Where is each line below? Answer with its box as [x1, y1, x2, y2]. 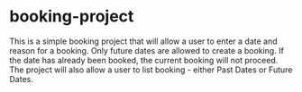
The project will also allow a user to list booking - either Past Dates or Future [9, 64, 293, 75]
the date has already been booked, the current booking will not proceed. [9, 54, 279, 65]
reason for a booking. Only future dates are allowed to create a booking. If [9, 45, 284, 55]
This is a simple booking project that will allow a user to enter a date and [9, 36, 278, 46]
